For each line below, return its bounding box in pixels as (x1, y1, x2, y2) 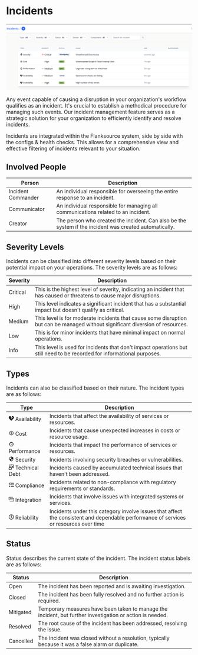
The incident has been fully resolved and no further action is (38, 591, 184, 598)
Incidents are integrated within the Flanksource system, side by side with (6, 132, 183, 140)
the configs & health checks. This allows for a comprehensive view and (6, 138, 179, 145)
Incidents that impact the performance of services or (49, 442, 177, 449)
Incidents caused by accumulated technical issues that (49, 464, 183, 471)
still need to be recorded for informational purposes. (35, 350, 161, 357)
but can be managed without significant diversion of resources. (35, 321, 189, 328)
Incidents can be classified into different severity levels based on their (6, 257, 176, 264)
